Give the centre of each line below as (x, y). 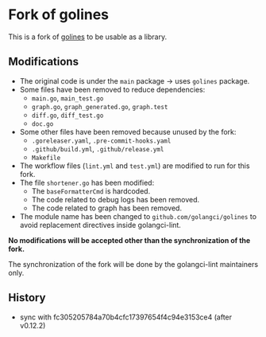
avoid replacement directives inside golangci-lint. (100, 225)
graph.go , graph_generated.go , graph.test (100, 106)
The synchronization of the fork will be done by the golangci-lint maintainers (133, 264)
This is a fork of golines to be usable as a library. (88, 37)
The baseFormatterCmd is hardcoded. (91, 191)
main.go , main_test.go (67, 98)
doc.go (42, 124)
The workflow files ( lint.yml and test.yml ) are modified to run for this (135, 166)
